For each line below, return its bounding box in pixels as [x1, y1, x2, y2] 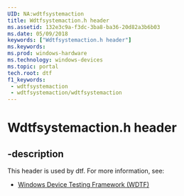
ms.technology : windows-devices [7, 57, 103, 64]
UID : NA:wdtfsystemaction [7, 10, 84, 18]
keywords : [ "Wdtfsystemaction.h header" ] [7, 37, 132, 44]
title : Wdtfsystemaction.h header [7, 17, 110, 24]
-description [7, 148, 64, 160]
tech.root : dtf [7, 69, 53, 76]
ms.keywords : [7, 43, 46, 50]
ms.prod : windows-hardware [7, 50, 87, 57]
